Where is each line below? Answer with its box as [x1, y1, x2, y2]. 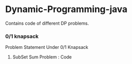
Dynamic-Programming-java [5, 4, 127, 15]
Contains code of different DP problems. [5, 20, 89, 26]
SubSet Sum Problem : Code [12, 54, 72, 60]
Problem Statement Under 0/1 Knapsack [5, 44, 89, 50]
